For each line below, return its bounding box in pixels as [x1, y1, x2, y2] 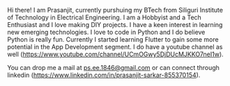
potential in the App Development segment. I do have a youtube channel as [7, 43, 223, 51]
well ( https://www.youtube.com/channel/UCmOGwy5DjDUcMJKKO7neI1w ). [7, 50, 224, 58]
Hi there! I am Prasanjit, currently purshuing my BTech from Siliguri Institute [7, 6, 223, 14]
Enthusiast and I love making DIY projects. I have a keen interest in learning [7, 21, 223, 28]
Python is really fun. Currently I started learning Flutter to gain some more [7, 35, 219, 44]
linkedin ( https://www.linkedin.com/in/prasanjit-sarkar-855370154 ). [7, 71, 201, 79]
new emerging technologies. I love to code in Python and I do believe [7, 28, 206, 36]
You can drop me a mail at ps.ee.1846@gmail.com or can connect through [7, 64, 220, 71]
